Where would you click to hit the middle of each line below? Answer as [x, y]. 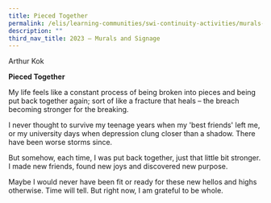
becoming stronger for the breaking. [69, 110]
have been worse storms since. [60, 143]
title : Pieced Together [48, 16]
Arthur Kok [26, 61]
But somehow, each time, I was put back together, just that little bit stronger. [135, 158]
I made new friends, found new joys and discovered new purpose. [118, 167]
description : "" [35, 31]
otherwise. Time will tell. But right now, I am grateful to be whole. [116, 191]
